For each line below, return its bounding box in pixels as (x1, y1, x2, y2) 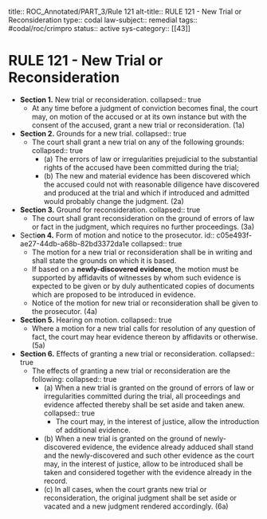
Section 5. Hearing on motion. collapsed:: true (19, 315, 173, 324)
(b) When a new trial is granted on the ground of (43, 434, 202, 443)
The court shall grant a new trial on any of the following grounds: (31, 137, 245, 147)
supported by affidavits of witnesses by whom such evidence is (31, 273, 241, 282)
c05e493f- (216, 230, 253, 240)
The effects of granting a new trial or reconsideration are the (31, 366, 231, 375)
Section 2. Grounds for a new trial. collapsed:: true (19, 128, 187, 138)
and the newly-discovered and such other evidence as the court (43, 450, 255, 460)
